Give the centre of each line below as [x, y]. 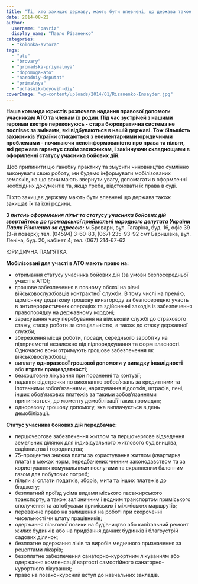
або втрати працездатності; [51, 369]
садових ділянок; [36, 537]
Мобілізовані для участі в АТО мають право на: [67, 263]
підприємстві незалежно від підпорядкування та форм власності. [98, 344]
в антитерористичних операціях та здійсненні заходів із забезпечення [103, 306]
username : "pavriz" [35, 28]
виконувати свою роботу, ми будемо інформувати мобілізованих [89, 173]
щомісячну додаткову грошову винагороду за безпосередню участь [102, 299]
